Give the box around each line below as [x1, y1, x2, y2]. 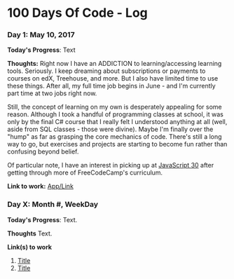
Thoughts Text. [7, 229, 53, 238]
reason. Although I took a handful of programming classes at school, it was [7, 110, 224, 118]
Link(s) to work [7, 243, 53, 251]
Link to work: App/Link [7, 182, 74, 191]
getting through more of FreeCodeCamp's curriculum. [7, 168, 163, 177]
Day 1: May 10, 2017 [7, 30, 75, 40]
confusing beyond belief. [7, 147, 79, 156]
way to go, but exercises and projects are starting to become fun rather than [7, 140, 228, 149]
